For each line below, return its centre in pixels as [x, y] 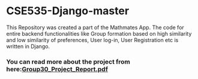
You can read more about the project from [68, 62]
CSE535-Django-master [68, 11]
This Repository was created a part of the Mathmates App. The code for [95, 27]
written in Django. [28, 46]
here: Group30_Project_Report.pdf [57, 69]
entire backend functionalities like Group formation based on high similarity [99, 33]
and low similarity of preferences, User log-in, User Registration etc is [92, 40]
